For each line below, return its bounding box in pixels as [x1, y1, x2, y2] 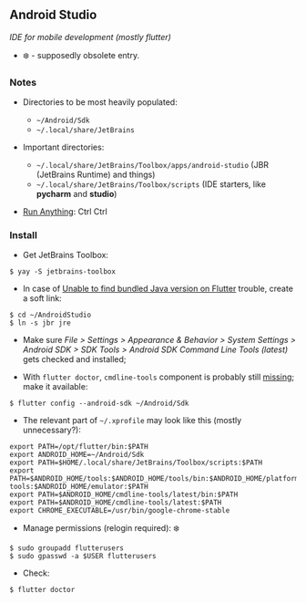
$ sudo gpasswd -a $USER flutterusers [9, 552, 157, 561]
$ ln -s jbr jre [9, 318, 71, 327]
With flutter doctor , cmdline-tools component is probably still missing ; [22, 371, 294, 382]
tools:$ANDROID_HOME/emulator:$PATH [9, 483, 148, 492]
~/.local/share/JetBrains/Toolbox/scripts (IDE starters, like [36, 179, 267, 190]
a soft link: [22, 293, 62, 304]
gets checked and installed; [22, 354, 127, 365]
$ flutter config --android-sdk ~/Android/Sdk [9, 399, 189, 409]
